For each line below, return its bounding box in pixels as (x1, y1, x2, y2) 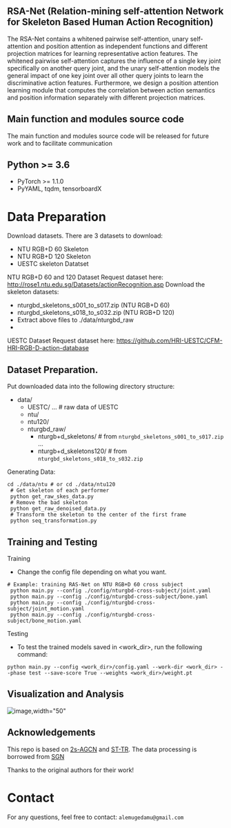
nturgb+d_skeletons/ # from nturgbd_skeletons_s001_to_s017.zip (37, 432, 224, 441)
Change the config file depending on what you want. (17, 568, 167, 576)
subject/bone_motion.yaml (7, 617, 81, 624)
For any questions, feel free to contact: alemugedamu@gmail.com (7, 813, 184, 821)
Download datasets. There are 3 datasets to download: (7, 231, 163, 240)
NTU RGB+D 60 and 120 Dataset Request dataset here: (7, 273, 164, 282)
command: (17, 651, 48, 658)
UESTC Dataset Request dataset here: (7, 336, 115, 345)
